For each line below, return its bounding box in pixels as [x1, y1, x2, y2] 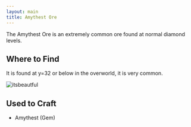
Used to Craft [6, 99, 57, 109]
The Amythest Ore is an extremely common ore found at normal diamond [6, 30, 186, 37]
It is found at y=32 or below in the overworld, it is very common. [6, 69, 163, 77]
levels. [6, 37, 22, 44]
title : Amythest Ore [6, 14, 58, 20]
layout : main [6, 8, 39, 15]
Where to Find [6, 54, 60, 64]
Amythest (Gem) [14, 114, 55, 122]
